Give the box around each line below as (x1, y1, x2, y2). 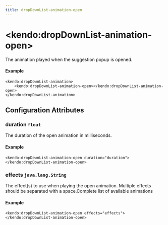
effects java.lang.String (5, 171, 67, 178)
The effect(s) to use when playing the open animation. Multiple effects (5, 182, 151, 189)
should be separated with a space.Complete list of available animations (5, 188, 153, 194)
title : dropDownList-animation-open (5, 7, 82, 13)
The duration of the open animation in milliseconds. (5, 132, 112, 138)
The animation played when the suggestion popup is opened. (5, 56, 133, 62)
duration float (5, 121, 41, 128)
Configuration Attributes (5, 106, 84, 115)
